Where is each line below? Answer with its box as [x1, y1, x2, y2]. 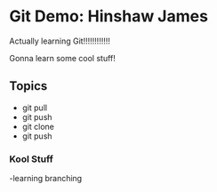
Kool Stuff [9, 153, 53, 165]
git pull [21, 102, 47, 113]
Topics [9, 78, 48, 94]
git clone [21, 121, 55, 132]
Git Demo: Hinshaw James [9, 6, 209, 27]
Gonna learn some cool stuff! [9, 52, 116, 63]
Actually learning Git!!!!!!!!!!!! [9, 36, 111, 46]
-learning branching [9, 173, 83, 184]
